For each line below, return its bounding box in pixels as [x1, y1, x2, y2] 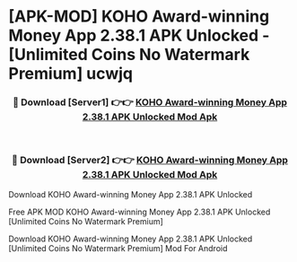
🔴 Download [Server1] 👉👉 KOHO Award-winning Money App [12, 96, 288, 109]
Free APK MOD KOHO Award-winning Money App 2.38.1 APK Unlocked [8, 206, 271, 217]
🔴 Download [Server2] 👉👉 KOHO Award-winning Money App [11, 154, 289, 167]
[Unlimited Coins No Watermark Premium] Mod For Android [8, 242, 228, 253]
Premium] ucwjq [8, 64, 134, 84]
